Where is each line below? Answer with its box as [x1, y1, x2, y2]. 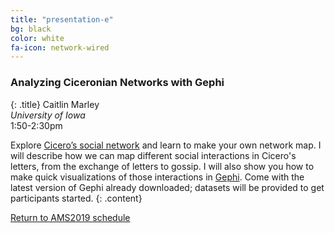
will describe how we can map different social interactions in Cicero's [10, 149, 297, 161]
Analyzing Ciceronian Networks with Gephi [10, 76, 225, 90]
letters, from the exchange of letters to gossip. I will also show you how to [10, 160, 315, 172]
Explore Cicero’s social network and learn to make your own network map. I [10, 139, 322, 151]
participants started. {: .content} [10, 192, 143, 204]
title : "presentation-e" [10, 14, 114, 25]
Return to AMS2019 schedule [10, 211, 131, 223]
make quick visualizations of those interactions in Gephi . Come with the [10, 171, 305, 183]
